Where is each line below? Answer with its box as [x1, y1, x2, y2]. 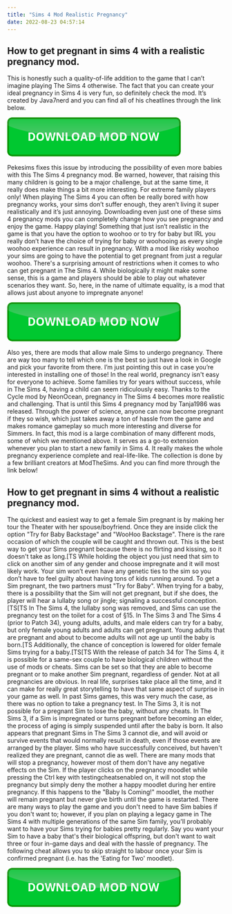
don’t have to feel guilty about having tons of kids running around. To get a [7, 574, 220, 583]
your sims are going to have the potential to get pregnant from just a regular [7, 252, 223, 260]
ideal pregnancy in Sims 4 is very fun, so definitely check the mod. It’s [7, 89, 207, 97]
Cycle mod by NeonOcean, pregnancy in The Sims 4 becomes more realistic [7, 392, 225, 401]
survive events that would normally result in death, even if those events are [7, 737, 221, 745]
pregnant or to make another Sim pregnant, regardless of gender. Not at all [7, 670, 220, 678]
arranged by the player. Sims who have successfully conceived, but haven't [7, 744, 222, 752]
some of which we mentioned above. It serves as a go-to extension [7, 437, 199, 445]
